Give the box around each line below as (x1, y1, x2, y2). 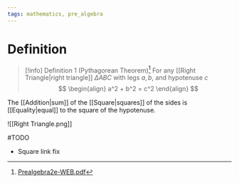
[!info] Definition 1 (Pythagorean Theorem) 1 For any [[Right (24, 65, 196, 75)
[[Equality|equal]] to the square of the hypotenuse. (7, 106, 156, 115)
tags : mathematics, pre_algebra (7, 10, 103, 18)
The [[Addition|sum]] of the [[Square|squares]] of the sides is (7, 98, 188, 107)
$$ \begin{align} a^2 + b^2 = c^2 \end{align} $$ (58, 85, 199, 93)
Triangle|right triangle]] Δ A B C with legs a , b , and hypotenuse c (24, 73, 208, 82)
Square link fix (17, 147, 60, 156)
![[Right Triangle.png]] (7, 120, 73, 128)
